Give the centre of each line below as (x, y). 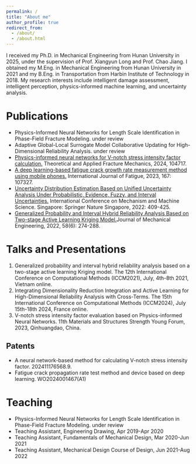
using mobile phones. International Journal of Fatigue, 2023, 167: (93, 176)
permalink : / (22, 11)
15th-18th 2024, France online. (51, 309)
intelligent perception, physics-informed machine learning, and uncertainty (96, 86)
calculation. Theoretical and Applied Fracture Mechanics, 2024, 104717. (101, 163)
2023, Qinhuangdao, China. (48, 328)
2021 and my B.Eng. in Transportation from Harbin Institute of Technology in (98, 74)
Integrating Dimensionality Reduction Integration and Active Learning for (102, 290)
